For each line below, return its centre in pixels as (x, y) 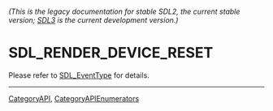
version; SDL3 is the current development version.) (93, 19)
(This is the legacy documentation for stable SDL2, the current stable (124, 11)
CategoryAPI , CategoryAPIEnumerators (74, 98)
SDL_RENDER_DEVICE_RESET (111, 52)
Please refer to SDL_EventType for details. (79, 75)
